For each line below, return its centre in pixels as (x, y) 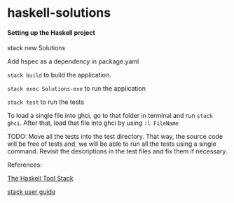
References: (25, 165)
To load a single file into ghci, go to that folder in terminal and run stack (110, 116)
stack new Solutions (36, 48)
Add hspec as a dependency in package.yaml (73, 61)
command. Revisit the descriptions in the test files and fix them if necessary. (117, 151)
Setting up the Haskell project (51, 32)
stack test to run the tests (46, 102)
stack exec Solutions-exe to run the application (76, 89)
